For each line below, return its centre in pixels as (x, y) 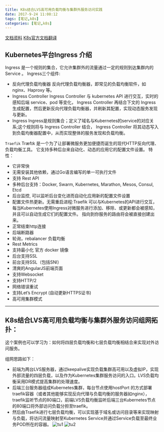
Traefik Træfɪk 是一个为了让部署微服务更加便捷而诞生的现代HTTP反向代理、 (82, 144)
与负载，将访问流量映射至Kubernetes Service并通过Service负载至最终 (82, 418)
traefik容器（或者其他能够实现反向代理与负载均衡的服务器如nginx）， (81, 394)
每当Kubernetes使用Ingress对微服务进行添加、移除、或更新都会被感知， (85, 208)
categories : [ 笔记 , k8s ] (29, 23)
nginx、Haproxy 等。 (33, 90)
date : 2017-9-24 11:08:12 (31, 14)
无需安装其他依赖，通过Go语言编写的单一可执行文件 (64, 172)
